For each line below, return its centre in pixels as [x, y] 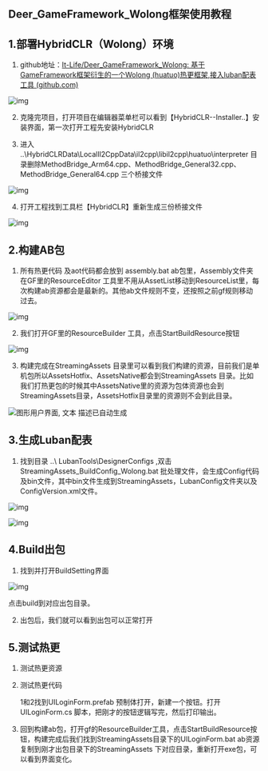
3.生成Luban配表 [50, 440]
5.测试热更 [34, 647]
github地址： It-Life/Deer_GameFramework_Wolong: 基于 [112, 65]
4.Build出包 [37, 550]
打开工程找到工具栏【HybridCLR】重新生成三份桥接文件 [111, 207]
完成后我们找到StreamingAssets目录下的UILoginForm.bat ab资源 [154, 739]
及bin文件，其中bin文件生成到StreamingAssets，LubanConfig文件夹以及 [138, 481]
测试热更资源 [41, 668]
